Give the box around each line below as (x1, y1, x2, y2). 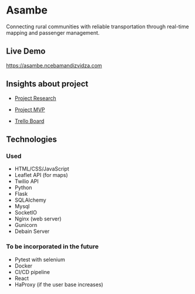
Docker (14, 262, 33, 269)
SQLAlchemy (14, 196, 46, 203)
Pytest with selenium (14, 256, 66, 263)
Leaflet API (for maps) (14, 172, 69, 179)
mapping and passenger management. (6, 29, 100, 36)
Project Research (14, 95, 57, 102)
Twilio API (14, 178, 39, 185)
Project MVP (14, 106, 45, 113)
